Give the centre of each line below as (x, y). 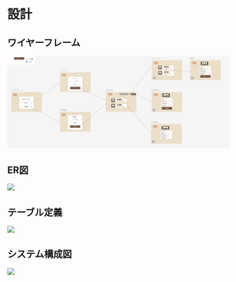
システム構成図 (40, 254)
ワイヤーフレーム (44, 43)
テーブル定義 (35, 212)
